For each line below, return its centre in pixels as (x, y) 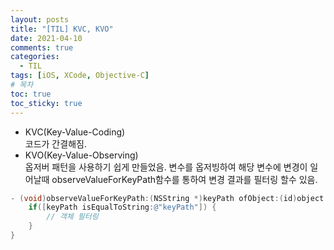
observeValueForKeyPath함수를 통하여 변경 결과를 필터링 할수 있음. (184, 179)
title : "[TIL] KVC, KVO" (62, 29)
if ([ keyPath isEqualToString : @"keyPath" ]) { (122, 207)
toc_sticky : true (46, 103)
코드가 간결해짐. (55, 143)
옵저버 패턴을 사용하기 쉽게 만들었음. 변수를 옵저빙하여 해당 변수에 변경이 (166, 167)
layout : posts (40, 19)
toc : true (31, 94)
